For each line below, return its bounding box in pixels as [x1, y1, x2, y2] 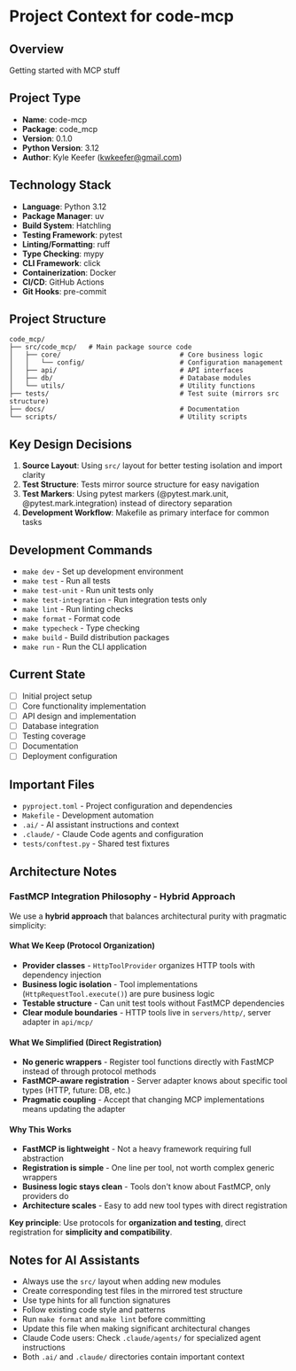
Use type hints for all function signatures [21, 1295, 171, 1305]
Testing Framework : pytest [21, 229, 122, 240]
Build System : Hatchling [21, 220, 112, 231]
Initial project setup [21, 690, 93, 701]
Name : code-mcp [21, 114, 88, 125]
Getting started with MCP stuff [9, 65, 121, 75]
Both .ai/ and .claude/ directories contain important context [21, 1351, 245, 1362]
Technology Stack [9, 177, 112, 192]
